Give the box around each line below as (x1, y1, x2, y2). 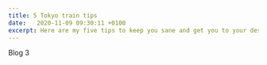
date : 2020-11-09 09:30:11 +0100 (8, 19, 126, 27)
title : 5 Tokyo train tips (8, 11, 98, 20)
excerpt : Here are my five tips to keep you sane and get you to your (8, 26, 247, 34)
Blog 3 (8, 48, 30, 58)
